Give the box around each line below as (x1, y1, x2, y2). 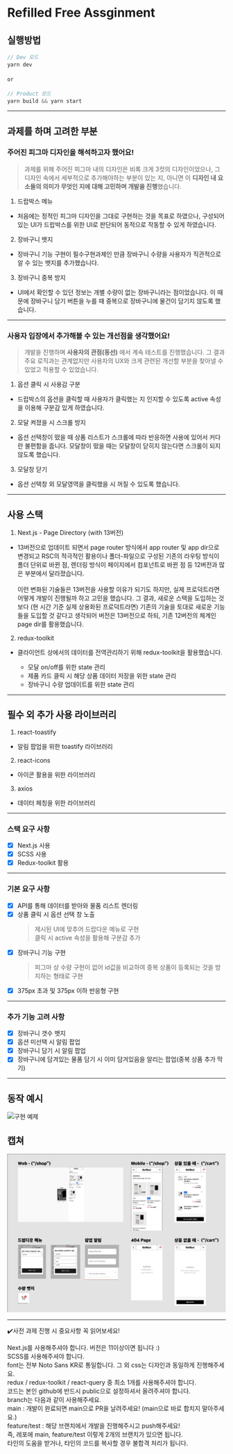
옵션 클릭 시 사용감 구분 (17, 380, 81, 389)
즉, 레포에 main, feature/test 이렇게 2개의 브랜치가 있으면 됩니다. (7, 1430, 184, 1438)
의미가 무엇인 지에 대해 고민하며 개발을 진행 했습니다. (42, 182, 182, 190)
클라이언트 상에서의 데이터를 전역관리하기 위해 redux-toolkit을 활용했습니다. (17, 648, 223, 657)
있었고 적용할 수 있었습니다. (24, 366, 99, 374)
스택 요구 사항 (7, 824, 51, 834)
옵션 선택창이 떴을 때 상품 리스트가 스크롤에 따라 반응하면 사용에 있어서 (17, 433, 208, 441)
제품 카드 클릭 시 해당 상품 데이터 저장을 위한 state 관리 (27, 671, 177, 679)
